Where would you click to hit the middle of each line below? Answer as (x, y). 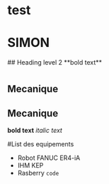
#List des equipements (41, 144)
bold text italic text (35, 131)
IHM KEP (30, 166)
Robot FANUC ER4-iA (49, 158)
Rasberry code (38, 173)
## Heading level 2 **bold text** (55, 63)
